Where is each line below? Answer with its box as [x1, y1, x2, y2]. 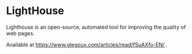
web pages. [6, 29, 35, 36]
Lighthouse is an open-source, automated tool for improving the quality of [6, 23, 186, 31]
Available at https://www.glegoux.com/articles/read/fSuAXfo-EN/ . [6, 41, 168, 48]
